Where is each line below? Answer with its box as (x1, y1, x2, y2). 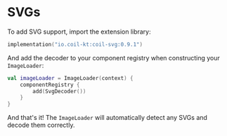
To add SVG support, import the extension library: (7, 27, 151, 36)
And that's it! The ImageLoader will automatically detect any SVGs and (7, 114, 207, 122)
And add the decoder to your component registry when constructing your (7, 53, 220, 62)
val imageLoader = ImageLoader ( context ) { (7, 74, 134, 81)
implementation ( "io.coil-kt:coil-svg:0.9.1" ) (7, 41, 143, 48)
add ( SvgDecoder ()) (32, 88, 86, 95)
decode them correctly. (7, 121, 75, 130)
